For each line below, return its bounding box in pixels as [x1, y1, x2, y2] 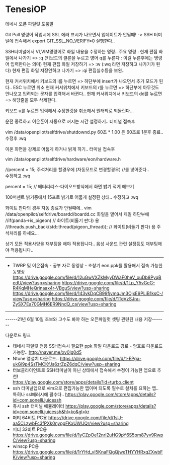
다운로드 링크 [5, 332, 31, 338]
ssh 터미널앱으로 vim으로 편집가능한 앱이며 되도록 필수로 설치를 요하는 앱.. [12, 385, 159, 391]
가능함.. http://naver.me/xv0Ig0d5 [12, 349, 82, 355]
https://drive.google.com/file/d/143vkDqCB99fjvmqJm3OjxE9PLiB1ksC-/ [12, 290, 163, 296]
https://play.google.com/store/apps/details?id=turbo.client [12, 379, 134, 385]
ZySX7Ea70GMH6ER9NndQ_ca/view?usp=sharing [12, 301, 117, 307]
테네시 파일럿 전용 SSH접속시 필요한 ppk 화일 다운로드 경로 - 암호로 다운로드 [12, 343, 163, 349]
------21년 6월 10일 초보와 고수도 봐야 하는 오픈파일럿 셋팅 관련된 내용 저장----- [5, 316, 162, 322]
